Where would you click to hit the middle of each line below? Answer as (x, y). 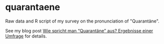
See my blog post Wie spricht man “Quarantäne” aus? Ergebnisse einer (79, 30)
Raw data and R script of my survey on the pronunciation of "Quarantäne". (83, 21)
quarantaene (33, 7)
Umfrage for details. (26, 36)
